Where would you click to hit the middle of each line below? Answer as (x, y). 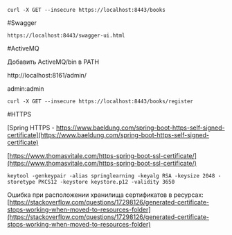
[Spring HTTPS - (31, 128)
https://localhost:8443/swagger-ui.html (66, 35)
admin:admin (26, 89)
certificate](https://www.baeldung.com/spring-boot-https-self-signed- (108, 135)
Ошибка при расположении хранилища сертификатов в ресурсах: (106, 195)
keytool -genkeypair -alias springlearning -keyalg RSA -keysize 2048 (111, 176)
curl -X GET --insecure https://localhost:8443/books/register (100, 101)
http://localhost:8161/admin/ (47, 75)
